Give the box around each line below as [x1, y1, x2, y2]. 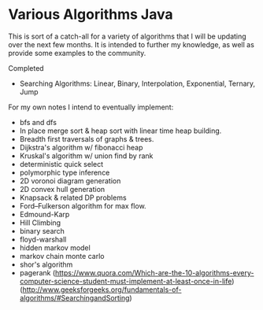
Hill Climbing [19, 218, 61, 227]
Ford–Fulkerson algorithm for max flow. [19, 201, 147, 210]
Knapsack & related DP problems [19, 193, 128, 202]
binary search [19, 226, 65, 235]
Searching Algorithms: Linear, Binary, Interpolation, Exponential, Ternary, [19, 79, 256, 88]
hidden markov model [19, 242, 91, 253]
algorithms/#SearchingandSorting [19, 293, 130, 302]
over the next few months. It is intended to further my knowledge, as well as [8, 39, 254, 49]
